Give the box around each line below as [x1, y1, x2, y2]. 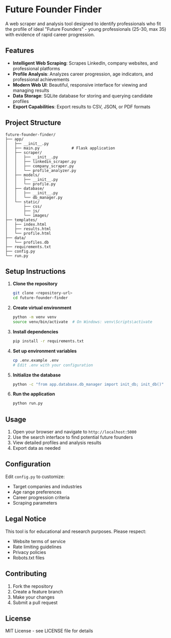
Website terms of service [12, 538, 66, 544]
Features [5, 46, 34, 55]
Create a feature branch [12, 588, 63, 594]
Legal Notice [5, 514, 46, 524]
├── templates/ [5, 217, 38, 223]
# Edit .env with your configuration [12, 363, 93, 368]
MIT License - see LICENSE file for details [5, 628, 93, 634]
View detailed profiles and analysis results [12, 440, 102, 446]
